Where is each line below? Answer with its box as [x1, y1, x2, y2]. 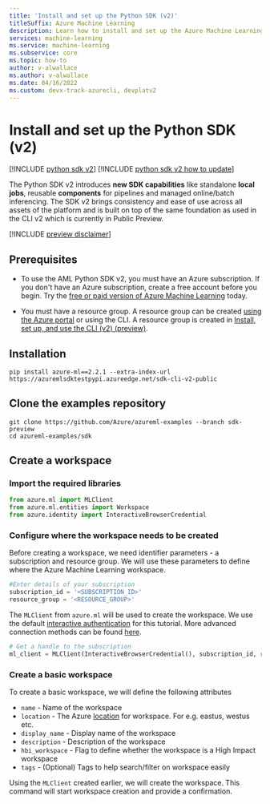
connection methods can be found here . [9, 627, 143, 636]
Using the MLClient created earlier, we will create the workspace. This [9, 778, 240, 788]
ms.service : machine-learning [9, 42, 111, 50]
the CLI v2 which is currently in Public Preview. [9, 214, 163, 224]
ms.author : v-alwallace [9, 71, 89, 79]
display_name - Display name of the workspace [20, 729, 176, 738]
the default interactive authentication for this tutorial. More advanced [9, 618, 236, 628]
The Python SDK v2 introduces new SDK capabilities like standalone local [9, 180, 255, 189]
